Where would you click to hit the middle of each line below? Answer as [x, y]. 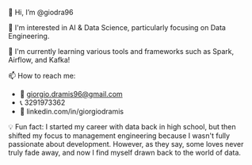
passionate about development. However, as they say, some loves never [126, 144]
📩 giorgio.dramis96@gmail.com [71, 94]
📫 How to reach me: [42, 76]
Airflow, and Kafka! [39, 60]
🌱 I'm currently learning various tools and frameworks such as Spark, [121, 51]
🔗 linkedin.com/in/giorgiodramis [72, 111]
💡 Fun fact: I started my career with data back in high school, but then [122, 127]
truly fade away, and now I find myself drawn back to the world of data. [125, 152]
